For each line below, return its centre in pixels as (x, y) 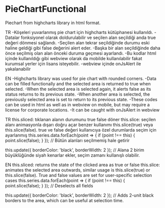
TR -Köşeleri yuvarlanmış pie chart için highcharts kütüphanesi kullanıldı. (79, 32)
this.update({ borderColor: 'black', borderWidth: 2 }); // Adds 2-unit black (80, 195)
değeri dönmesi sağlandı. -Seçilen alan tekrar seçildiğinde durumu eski (77, 42)
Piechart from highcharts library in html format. (53, 23)
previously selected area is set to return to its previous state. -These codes (81, 99)
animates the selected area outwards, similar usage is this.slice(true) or (78, 170)
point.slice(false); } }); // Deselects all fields (49, 185)
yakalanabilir (18, 69)
